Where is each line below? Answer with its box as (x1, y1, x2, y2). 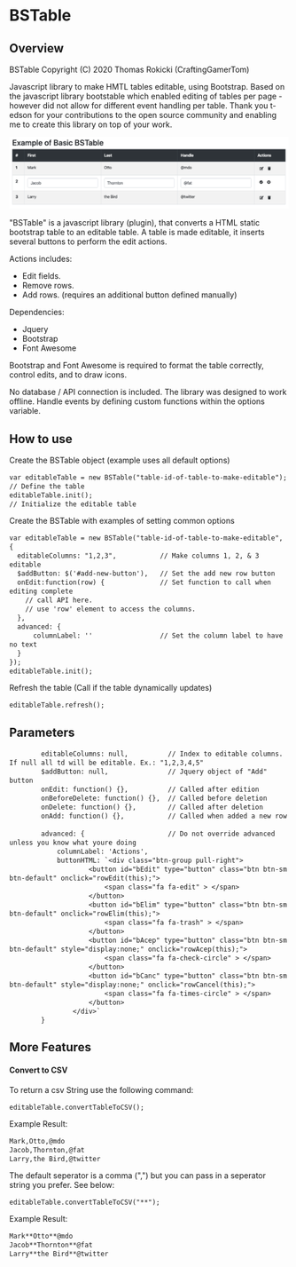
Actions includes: (9, 254, 73, 265)
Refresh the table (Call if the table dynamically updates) (9, 683, 213, 693)
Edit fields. (21, 271, 61, 281)
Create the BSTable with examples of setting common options (9, 516, 235, 527)
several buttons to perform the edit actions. (9, 236, 167, 247)
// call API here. (25, 596, 93, 605)
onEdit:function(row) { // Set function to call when (17, 578, 272, 587)
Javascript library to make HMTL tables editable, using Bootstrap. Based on (9, 82, 285, 91)
